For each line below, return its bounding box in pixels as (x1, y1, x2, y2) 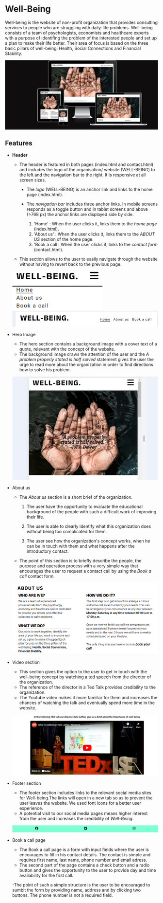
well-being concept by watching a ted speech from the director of (19, 674, 151, 680)
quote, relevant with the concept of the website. (19, 346, 115, 352)
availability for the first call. (19, 872, 74, 879)
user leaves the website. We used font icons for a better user (19, 800, 142, 806)
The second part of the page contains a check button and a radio (19, 862, 150, 868)
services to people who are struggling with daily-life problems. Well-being (5, 24, 153, 30)
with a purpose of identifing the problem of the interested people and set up (5, 35, 157, 41)
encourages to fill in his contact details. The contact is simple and (19, 852, 151, 858)
